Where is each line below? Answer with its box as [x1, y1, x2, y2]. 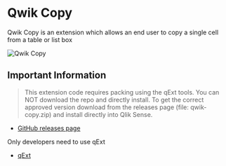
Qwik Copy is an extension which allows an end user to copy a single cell [7, 28, 219, 36]
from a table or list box [7, 35, 72, 43]
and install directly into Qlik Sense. [53, 110, 153, 118]
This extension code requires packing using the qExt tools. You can [24, 88, 220, 96]
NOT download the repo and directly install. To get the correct [24, 95, 204, 104]
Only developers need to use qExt [7, 137, 105, 146]
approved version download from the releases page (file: [24, 103, 190, 111]
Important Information [7, 69, 107, 81]
